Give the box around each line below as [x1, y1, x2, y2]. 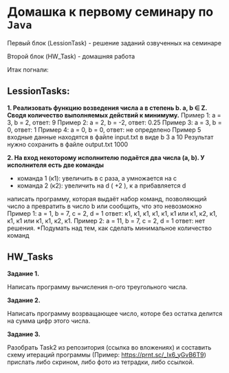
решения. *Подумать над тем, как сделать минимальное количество [7, 224, 212, 232]
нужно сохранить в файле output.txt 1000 [7, 140, 129, 148]
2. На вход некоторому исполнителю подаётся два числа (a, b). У [7, 153, 205, 161]
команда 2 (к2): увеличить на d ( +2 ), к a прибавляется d [17, 181, 186, 190]
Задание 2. [7, 296, 41, 304]
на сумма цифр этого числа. [7, 317, 91, 325]
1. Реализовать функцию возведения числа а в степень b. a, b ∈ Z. [7, 104, 208, 112]
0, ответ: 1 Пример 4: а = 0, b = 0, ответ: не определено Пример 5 [7, 125, 201, 134]
